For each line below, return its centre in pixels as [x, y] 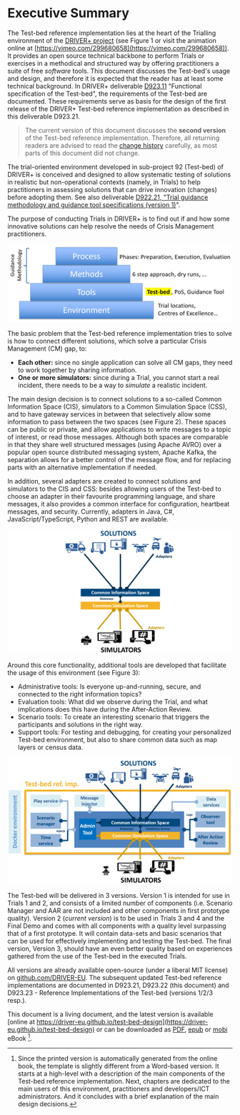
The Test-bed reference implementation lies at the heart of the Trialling [112, 33]
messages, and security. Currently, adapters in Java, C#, [91, 511]
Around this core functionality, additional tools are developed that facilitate [117, 665]
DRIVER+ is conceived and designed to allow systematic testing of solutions [119, 174]
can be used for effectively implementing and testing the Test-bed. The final [119, 941]
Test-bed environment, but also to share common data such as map [117, 740]
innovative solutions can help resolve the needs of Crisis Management [111, 226]
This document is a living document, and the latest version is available [110, 1014]
